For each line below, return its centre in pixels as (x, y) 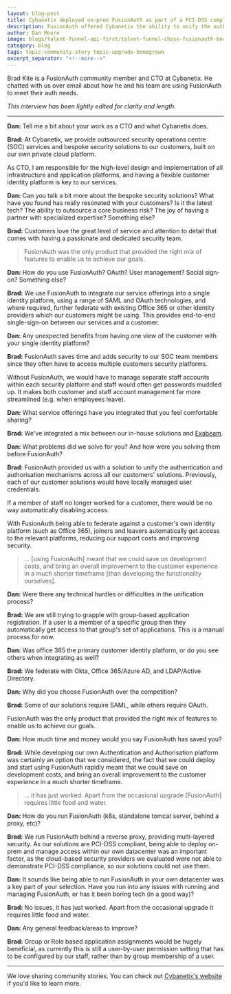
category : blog (29, 46)
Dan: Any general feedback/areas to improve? (73, 928)
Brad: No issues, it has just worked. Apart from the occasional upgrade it (110, 907)
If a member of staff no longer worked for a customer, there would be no (110, 503)
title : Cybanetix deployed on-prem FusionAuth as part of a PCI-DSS (107, 20)
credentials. (24, 489)
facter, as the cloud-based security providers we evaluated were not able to (114, 858)
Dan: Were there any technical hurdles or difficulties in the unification (106, 594)
